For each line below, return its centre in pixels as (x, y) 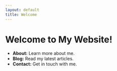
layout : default (22, 10)
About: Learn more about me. (43, 53)
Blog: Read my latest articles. (43, 59)
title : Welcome (21, 15)
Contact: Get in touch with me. (45, 64)
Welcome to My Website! (59, 40)
